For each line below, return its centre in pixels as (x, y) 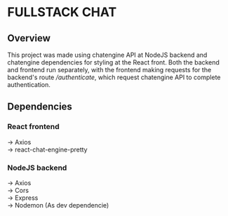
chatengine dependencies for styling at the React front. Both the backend (113, 62)
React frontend (33, 127)
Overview (29, 38)
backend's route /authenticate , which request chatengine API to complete (114, 77)
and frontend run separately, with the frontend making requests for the (109, 70)
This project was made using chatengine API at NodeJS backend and (107, 55)
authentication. (29, 85)
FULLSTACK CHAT (62, 12)
